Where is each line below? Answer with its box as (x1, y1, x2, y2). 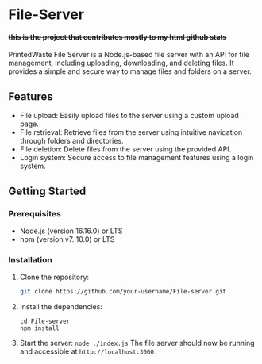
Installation (8, 254, 53, 265)
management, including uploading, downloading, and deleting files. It (8, 58, 234, 68)
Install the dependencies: (19, 302, 103, 312)
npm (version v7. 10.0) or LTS (19, 234, 115, 243)
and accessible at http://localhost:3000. (19, 347, 158, 356)
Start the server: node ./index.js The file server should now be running (19, 339, 256, 348)
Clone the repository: (19, 272, 90, 282)
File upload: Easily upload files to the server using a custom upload (19, 111, 240, 121)
